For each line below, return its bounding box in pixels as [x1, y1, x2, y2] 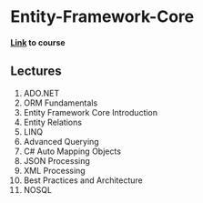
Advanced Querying [23, 136, 99, 147]
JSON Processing [23, 155, 90, 166]
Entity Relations [23, 117, 83, 127]
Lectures [10, 64, 62, 79]
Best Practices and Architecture [23, 175, 144, 186]
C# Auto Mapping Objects [23, 146, 122, 157]
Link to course [10, 36, 66, 47]
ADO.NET [23, 87, 60, 98]
